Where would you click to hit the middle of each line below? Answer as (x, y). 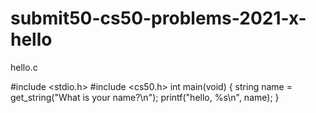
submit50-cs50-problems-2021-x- (158, 18)
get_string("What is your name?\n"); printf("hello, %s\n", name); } (145, 97)
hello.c (24, 67)
